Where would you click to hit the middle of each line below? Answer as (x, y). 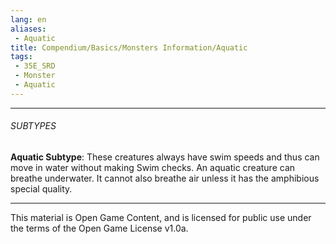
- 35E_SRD (35, 66)
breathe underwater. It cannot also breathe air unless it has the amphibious (165, 178)
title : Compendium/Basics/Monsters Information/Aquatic (129, 47)
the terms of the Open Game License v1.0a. (99, 228)
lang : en (28, 19)
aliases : (28, 29)
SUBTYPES (33, 126)
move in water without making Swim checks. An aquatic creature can (153, 167)
